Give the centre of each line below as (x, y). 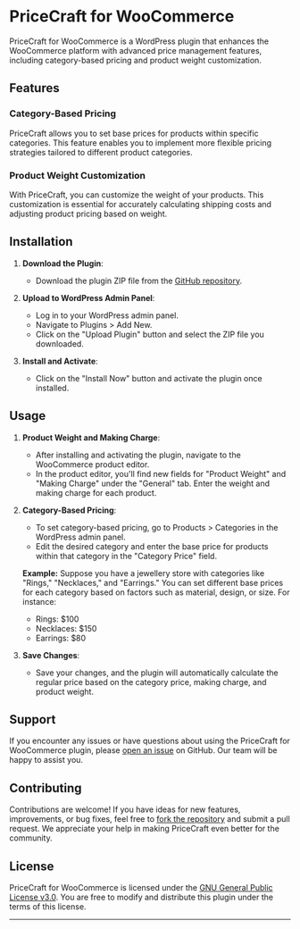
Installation (41, 242)
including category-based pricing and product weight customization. (135, 60)
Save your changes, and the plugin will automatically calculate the (157, 673)
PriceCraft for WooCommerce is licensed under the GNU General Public (142, 887)
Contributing (46, 788)
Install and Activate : (60, 361)
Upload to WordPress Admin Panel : (88, 297)
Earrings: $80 (61, 638)
